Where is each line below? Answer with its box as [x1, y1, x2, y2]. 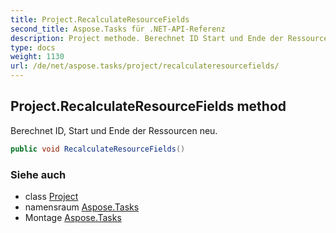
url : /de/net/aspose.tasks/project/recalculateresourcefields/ [10, 61, 280, 71]
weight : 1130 [10, 52, 65, 62]
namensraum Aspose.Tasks [24, 201, 140, 213]
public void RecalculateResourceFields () [10, 144, 186, 154]
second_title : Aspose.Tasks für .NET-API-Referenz [10, 24, 226, 34]
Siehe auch [10, 167, 67, 181]
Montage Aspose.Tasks [24, 211, 122, 223]
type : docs [10, 42, 56, 53]
